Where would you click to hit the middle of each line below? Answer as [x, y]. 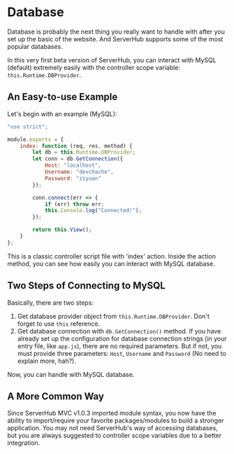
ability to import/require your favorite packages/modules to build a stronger [116, 420]
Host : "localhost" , [73, 165]
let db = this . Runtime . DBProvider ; [84, 152]
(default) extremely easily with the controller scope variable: [94, 67]
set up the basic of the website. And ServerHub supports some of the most [115, 39]
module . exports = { [36, 139]
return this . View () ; [62, 230]
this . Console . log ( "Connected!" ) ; [93, 211]
